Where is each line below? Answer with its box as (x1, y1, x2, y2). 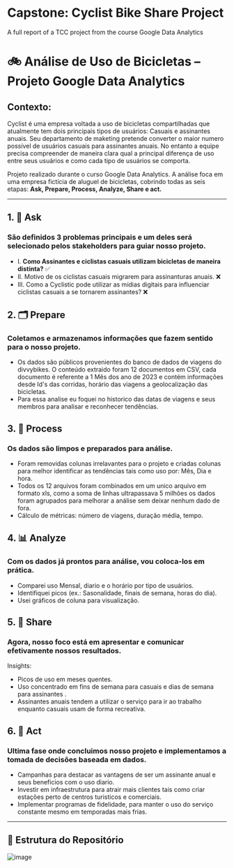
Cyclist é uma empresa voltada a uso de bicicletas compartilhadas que (7, 119, 210, 128)
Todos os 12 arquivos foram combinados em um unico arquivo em (17, 482, 207, 489)
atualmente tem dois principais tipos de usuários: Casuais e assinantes (7, 127, 211, 135)
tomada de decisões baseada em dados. (7, 754, 147, 764)
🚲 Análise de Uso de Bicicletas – (7, 54, 201, 70)
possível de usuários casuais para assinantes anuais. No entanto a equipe (7, 142, 219, 150)
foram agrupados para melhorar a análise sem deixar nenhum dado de (17, 496, 220, 505)
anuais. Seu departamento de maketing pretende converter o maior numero (7, 134, 224, 142)
